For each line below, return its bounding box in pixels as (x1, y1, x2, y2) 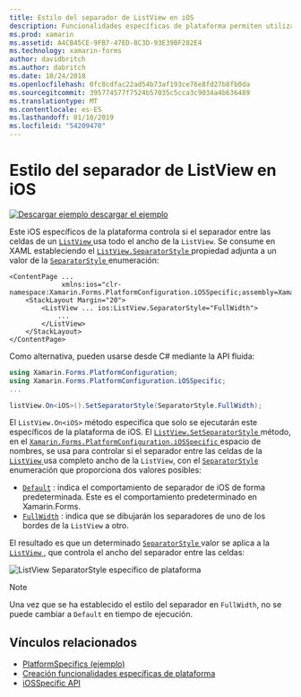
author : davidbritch (9, 55, 87, 64)
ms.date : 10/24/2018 (9, 72, 87, 81)
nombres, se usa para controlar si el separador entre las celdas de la (9, 446, 262, 457)
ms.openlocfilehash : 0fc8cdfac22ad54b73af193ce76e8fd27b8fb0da (9, 80, 251, 89)
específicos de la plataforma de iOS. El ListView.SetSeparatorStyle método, (9, 427, 291, 438)
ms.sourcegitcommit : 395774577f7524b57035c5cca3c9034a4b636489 (9, 88, 251, 97)
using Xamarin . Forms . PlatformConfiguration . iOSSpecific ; (9, 376, 227, 386)
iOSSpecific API (21, 678, 81, 689)
